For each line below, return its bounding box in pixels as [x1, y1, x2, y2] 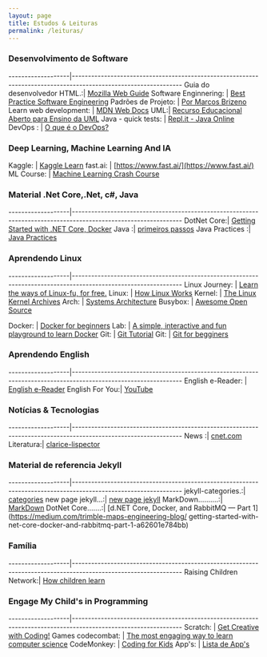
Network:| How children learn [8, 575, 106, 585]
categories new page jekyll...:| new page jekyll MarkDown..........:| [8, 494, 223, 505]
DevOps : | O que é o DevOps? [8, 122, 110, 132]
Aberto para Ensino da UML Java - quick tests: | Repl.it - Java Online [8, 114, 235, 123]
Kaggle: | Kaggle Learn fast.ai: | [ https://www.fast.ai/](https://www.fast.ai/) [8, 160, 254, 170]
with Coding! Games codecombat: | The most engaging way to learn [8, 631, 233, 641]
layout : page [8, 11, 52, 20]
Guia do [183, 79, 210, 89]
